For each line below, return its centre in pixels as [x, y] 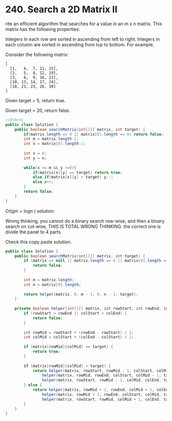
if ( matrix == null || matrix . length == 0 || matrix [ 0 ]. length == [96, 261]
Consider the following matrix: [37, 54]
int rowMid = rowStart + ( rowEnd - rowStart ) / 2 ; [79, 333]
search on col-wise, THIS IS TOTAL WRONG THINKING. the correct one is [83, 226]
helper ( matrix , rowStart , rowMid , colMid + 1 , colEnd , [101, 399]
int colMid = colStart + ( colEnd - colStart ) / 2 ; [79, 337]
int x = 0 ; [35, 153]
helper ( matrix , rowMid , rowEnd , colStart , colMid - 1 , [101, 376]
